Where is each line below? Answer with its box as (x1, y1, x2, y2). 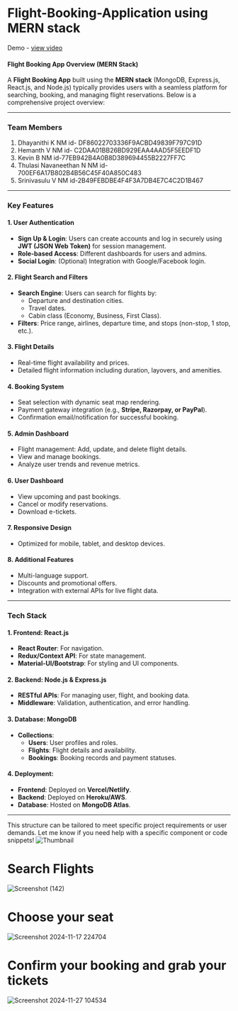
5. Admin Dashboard (7, 429, 69, 438)
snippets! (7, 836, 35, 844)
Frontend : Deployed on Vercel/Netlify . (17, 785, 132, 794)
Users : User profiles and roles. (28, 738, 118, 746)
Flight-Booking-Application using (7, 5, 208, 21)
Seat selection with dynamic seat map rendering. (17, 398, 161, 407)
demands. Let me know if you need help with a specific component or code (7, 828, 228, 836)
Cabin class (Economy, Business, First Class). (28, 311, 161, 320)
